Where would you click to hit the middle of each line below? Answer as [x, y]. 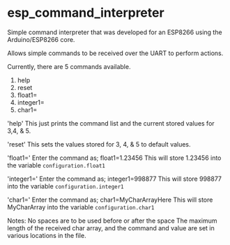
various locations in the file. [47, 235]
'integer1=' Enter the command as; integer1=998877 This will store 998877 [114, 179]
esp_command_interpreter [86, 13]
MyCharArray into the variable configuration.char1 [81, 207]
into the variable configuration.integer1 [66, 186]
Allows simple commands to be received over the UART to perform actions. [115, 53]
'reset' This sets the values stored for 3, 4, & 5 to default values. [99, 144]
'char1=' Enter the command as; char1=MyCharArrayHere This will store [110, 200]
